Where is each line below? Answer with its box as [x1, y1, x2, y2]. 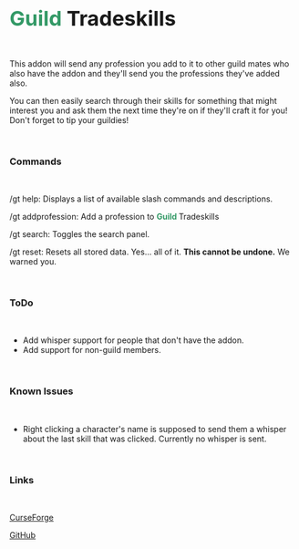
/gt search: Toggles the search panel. [9, 229, 150, 240]
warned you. [9, 256, 57, 267]
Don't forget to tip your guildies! [9, 114, 129, 125]
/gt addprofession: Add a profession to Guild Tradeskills [9, 212, 220, 223]
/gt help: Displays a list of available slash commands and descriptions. [9, 193, 273, 204]
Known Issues [9, 385, 74, 398]
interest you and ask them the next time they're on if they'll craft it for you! [9, 105, 288, 116]
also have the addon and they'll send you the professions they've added [9, 67, 281, 78]
